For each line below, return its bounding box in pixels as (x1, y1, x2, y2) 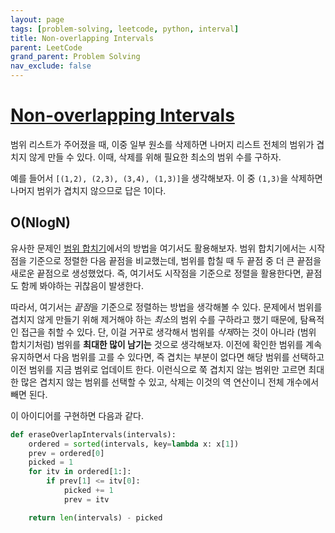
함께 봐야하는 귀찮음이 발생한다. (20, 279, 144, 291)
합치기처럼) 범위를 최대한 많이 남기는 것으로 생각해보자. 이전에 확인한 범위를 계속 (10, 338, 323, 350)
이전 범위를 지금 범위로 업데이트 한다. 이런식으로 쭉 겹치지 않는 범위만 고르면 (10, 363, 307, 375)
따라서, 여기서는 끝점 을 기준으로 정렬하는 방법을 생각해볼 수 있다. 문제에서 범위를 (10, 301, 323, 313)
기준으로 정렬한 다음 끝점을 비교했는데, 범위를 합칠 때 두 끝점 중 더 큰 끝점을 (28, 254, 322, 266)
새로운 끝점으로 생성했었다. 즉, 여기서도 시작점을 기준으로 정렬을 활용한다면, (10, 267, 304, 279)
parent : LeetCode (10, 42, 83, 53)
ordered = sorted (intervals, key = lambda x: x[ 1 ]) (28, 439, 240, 449)
